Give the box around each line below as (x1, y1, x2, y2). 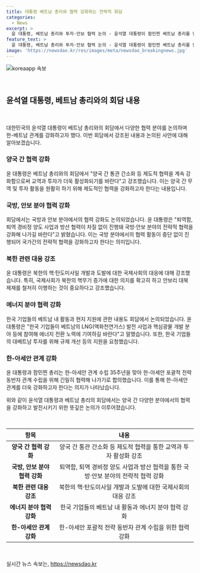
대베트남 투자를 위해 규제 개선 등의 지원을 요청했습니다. (12, 338, 140, 345)
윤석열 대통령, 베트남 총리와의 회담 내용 (6, 95, 140, 106)
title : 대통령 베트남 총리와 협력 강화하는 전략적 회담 (6, 8, 123, 15)
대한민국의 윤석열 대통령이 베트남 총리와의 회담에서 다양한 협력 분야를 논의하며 (6, 124, 187, 131)
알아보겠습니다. (6, 138, 42, 146)
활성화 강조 (112, 452, 143, 460)
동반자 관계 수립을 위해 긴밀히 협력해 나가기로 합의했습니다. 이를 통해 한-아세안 (6, 377, 188, 384)
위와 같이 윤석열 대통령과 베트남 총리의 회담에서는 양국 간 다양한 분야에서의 (6, 396, 180, 403)
